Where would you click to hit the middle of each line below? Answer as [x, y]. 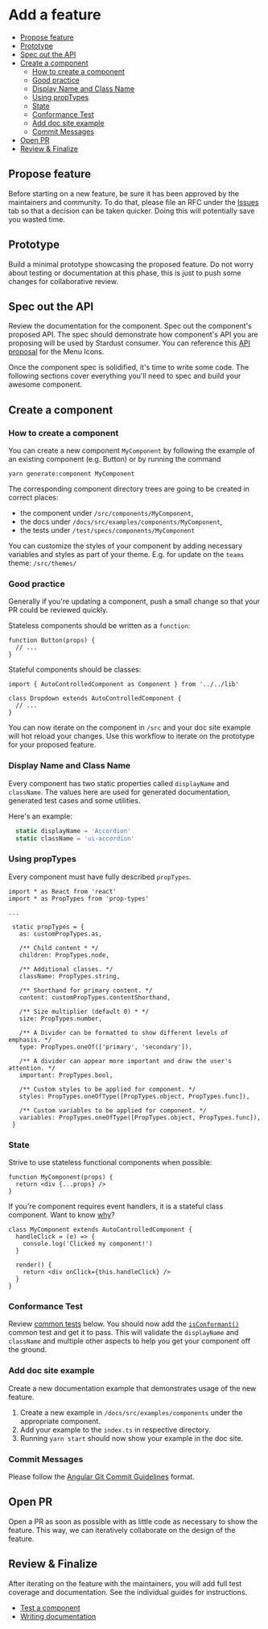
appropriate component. [60, 1421]
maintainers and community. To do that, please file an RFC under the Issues [134, 202]
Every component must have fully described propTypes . [100, 877]
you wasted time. [37, 219]
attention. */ [32, 1068]
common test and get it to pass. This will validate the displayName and [124, 1333]
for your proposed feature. [52, 745]
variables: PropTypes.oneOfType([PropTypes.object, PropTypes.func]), [140, 1117]
